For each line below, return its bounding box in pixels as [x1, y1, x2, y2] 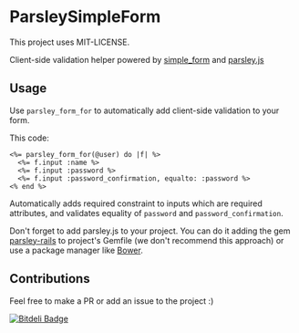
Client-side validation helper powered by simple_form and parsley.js [9, 54, 264, 65]
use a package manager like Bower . [9, 245, 143, 255]
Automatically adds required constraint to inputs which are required [9, 198, 263, 209]
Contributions [9, 271, 90, 286]
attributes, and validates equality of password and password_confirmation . [9, 207, 284, 218]
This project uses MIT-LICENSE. [9, 36, 130, 47]
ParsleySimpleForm [9, 6, 161, 27]
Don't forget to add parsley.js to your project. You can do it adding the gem [9, 225, 291, 236]
